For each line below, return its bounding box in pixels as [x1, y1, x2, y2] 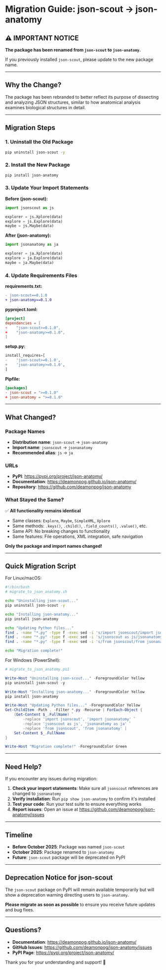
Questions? [5, 926, 41, 934]
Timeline [5, 831, 33, 839]
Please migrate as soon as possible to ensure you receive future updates [5, 902, 156, 907]
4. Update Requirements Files [5, 272, 78, 279]
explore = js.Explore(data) [5, 219, 63, 224]
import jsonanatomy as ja [5, 242, 58, 247]
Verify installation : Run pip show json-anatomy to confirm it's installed [12, 796, 156, 802]
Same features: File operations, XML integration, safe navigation [12, 533, 143, 539]
